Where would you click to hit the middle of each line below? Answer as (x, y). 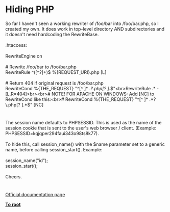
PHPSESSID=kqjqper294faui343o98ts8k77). (52, 134)
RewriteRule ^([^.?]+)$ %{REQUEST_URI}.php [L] (56, 72)
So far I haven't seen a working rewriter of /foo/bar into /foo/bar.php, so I (82, 23)
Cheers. (14, 177)
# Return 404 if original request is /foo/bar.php (54, 83)
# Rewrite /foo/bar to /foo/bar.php (41, 67)
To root (13, 204)
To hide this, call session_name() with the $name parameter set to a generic (85, 144)
